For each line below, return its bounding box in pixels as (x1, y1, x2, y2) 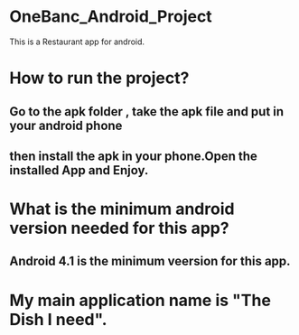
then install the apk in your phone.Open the (9, 148, 257, 163)
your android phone (9, 117, 123, 133)
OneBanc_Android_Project (9, 6, 212, 27)
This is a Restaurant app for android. (9, 36, 145, 47)
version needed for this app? (9, 219, 229, 238)
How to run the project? (9, 68, 190, 88)
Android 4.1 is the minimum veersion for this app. (9, 254, 291, 269)
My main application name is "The (9, 290, 271, 311)
